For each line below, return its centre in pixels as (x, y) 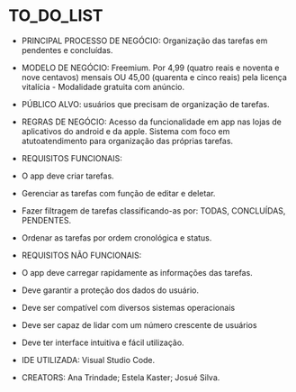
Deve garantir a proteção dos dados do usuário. (110, 290)
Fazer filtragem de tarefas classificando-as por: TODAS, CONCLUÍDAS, (153, 210)
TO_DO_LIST (56, 16)
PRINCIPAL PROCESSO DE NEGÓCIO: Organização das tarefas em (144, 41)
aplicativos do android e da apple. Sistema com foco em (126, 131)
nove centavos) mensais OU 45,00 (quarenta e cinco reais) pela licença (154, 77)
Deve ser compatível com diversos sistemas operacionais (128, 307)
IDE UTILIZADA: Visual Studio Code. (88, 360)
